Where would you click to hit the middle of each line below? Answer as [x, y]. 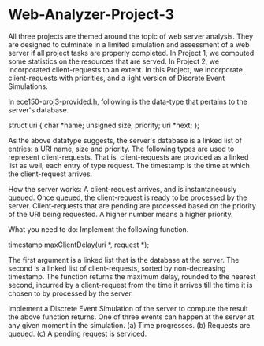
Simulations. [28, 86]
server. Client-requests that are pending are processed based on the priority [132, 205]
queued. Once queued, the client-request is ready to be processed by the [128, 197]
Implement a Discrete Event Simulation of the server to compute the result [128, 308]
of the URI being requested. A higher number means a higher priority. [121, 214]
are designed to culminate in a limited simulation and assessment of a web [129, 44]
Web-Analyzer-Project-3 [91, 15]
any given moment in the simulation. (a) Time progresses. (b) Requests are [129, 325]
